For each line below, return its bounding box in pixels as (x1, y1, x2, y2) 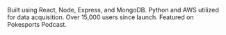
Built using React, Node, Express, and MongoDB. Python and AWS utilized (7, 6, 219, 14)
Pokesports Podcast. (7, 21, 67, 28)
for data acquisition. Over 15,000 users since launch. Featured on (7, 13, 194, 21)
